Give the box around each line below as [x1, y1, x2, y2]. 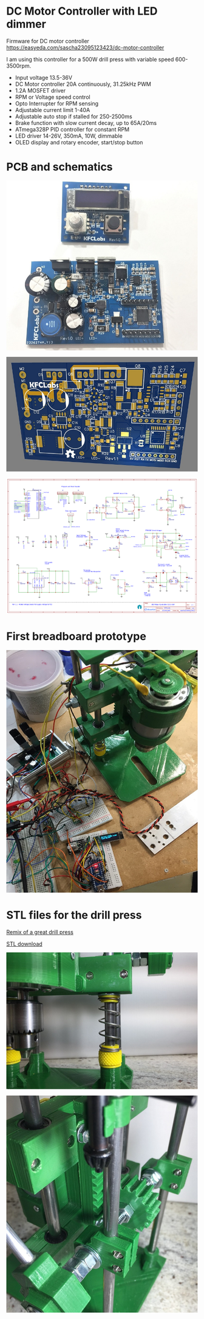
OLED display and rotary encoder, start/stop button [15, 138, 143, 146]
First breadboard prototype [6, 629, 147, 643]
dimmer [6, 17, 47, 31]
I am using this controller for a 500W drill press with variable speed [6, 55, 174, 63]
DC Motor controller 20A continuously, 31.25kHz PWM [15, 80, 152, 88]
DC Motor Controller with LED [6, 4, 158, 18]
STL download [6, 940, 42, 948]
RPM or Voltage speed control [15, 93, 90, 101]
